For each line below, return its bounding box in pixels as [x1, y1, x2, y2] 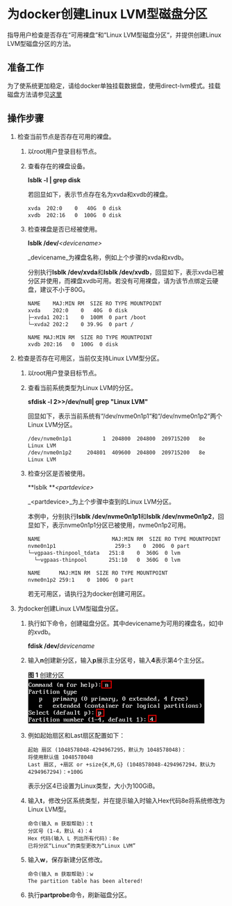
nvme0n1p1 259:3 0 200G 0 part [27, 542, 190, 549]
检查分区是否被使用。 [27, 469, 89, 477]
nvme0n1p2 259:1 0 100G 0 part [27, 576, 134, 583]
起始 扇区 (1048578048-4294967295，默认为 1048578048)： [27, 746, 187, 753]
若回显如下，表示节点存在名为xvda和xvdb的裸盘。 [27, 190, 172, 198]
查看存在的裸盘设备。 [27, 161, 89, 170]
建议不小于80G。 [40, 285, 89, 293]
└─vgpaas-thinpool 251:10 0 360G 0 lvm [33, 556, 181, 563]
